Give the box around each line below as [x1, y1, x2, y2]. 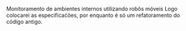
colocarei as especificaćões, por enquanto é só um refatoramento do [6, 12, 181, 19]
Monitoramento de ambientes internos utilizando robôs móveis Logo [6, 5, 178, 12]
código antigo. [6, 18, 43, 25]
